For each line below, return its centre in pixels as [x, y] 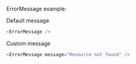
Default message [28, 20]
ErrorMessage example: [36, 9]
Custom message [28, 43]
